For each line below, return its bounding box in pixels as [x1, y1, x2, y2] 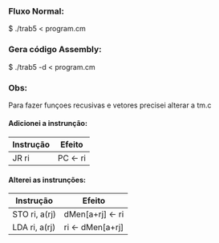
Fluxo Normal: [8, 6, 64, 17]
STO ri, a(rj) [12, 209, 56, 220]
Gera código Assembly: [8, 44, 102, 55]
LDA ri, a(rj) [12, 222, 56, 233]
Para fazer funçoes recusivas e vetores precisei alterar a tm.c [8, 100, 212, 110]
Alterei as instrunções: [8, 175, 87, 184]
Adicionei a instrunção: [8, 119, 88, 128]
